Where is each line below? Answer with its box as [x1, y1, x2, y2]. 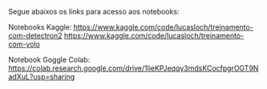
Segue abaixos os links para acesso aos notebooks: [8, 7, 180, 16]
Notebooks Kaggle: [8, 22, 72, 31]
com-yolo [8, 39, 40, 49]
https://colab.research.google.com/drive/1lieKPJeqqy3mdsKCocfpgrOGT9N [8, 63, 259, 73]
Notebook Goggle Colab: [8, 55, 91, 64]
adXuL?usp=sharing [8, 72, 75, 81]
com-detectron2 [8, 31, 63, 40]
